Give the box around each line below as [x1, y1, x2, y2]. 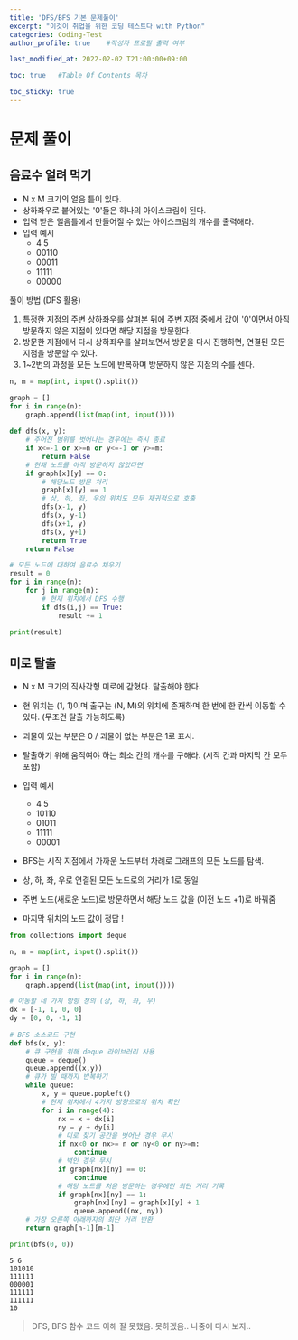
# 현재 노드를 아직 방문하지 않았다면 [25, 460, 143, 470]
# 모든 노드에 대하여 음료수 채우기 [9, 561, 121, 570]
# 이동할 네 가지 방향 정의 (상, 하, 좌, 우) [9, 997, 157, 1006]
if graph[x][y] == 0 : [25, 469, 107, 478]
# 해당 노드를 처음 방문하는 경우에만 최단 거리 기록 [57, 1181, 225, 1191]
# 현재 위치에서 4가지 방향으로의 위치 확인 [42, 1097, 180, 1107]
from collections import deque [9, 932, 127, 941]
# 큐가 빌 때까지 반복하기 [25, 1073, 108, 1082]
